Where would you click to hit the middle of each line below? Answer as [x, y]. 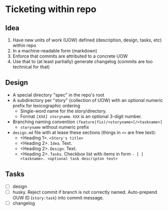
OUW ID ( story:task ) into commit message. [58, 197]
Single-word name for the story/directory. [64, 111]
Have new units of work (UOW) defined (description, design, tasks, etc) [87, 40]
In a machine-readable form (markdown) [55, 51]
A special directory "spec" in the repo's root [58, 95]
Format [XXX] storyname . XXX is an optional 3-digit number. [81, 116]
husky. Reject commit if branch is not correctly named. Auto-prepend [85, 192]
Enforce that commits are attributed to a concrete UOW [70, 56]
